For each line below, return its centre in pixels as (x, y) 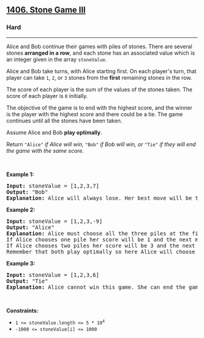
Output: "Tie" (27, 281)
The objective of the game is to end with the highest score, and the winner (99, 107)
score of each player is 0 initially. (47, 96)
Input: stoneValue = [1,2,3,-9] (54, 221)
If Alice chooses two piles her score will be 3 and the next (101, 245)
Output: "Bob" (27, 192)
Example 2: (21, 209)
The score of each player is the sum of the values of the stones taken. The (99, 89)
